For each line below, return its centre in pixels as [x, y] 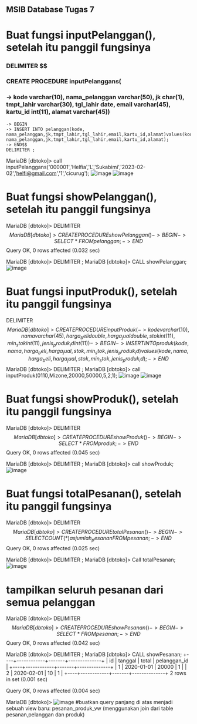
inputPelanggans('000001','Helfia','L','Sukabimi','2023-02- [76, 167]
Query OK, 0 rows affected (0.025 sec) [53, 548]
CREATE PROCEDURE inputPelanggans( [64, 82]
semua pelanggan [51, 602]
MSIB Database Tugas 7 [50, 10]
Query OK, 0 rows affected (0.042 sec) [53, 643]
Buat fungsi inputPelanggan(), [81, 35]
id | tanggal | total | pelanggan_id [149, 661]
